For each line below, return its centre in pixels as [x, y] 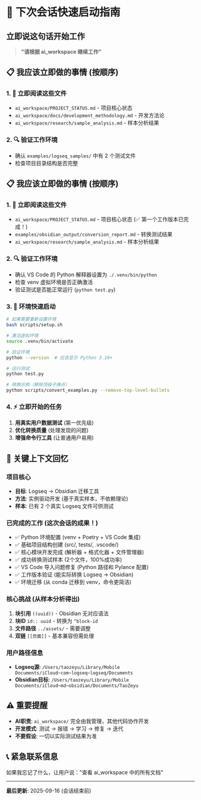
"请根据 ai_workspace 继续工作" [61, 52]
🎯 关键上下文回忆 [37, 458]
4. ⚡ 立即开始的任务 [34, 406]
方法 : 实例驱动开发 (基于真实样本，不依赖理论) [71, 498]
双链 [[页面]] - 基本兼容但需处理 [54, 635]
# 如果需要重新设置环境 [31, 320]
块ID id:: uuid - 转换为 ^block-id [56, 620]
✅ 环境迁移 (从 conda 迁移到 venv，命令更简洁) [73, 582]
